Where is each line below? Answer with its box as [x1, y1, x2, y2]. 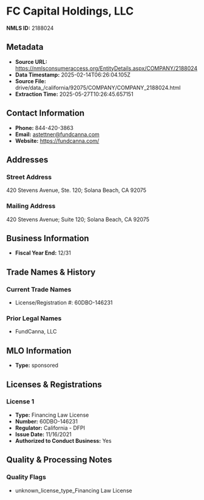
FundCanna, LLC [15, 328, 57, 335]
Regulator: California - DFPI [15, 424, 85, 431]
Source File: [15, 77, 47, 84]
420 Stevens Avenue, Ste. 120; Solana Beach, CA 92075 [6, 187, 147, 194]
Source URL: [15, 58, 47, 65]
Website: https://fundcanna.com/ [15, 137, 100, 144]
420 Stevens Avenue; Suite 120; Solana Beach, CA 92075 [6, 216, 150, 223]
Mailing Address [6, 202, 56, 210]
